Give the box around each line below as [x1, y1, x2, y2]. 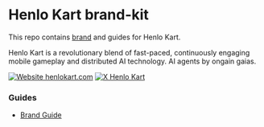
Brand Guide [19, 110, 62, 120]
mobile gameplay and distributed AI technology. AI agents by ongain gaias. [8, 56, 257, 66]
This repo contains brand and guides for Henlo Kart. [8, 32, 181, 42]
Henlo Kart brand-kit [8, 6, 149, 24]
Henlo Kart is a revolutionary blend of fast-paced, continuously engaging [8, 47, 250, 57]
